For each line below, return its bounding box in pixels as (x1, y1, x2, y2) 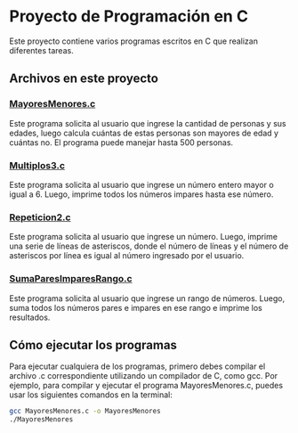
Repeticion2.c (9, 211, 71, 224)
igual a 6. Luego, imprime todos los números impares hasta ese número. (9, 189, 274, 200)
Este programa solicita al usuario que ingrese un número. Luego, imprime (9, 232, 278, 242)
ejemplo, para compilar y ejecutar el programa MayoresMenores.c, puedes (9, 380, 283, 391)
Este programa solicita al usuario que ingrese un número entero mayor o (9, 179, 274, 190)
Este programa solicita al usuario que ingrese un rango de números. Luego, (9, 292, 286, 304)
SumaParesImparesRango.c (9, 273, 133, 285)
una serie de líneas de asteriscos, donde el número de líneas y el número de (9, 241, 289, 251)
